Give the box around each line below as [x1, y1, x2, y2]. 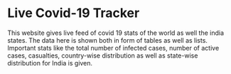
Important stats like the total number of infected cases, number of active [7, 43, 220, 52]
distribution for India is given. [7, 58, 93, 67]
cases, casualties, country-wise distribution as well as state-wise [7, 51, 198, 60]
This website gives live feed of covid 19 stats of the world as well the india [7, 28, 224, 37]
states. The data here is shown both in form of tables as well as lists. [7, 36, 208, 44]
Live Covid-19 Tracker [7, 5, 140, 21]
